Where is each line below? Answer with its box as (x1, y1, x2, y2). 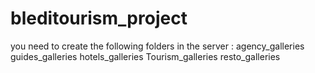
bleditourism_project (10, 7, 188, 30)
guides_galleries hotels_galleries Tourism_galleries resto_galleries (10, 50, 281, 62)
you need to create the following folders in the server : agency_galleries (10, 40, 305, 52)
